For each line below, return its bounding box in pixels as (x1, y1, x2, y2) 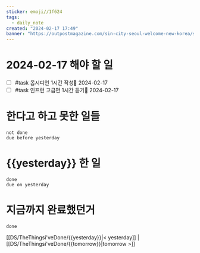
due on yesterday (6, 182, 49, 188)
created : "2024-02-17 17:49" (6, 25, 79, 32)
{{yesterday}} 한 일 (6, 157, 101, 170)
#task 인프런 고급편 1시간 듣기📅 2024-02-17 (14, 87, 119, 94)
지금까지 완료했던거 (6, 204, 95, 217)
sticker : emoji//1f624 (6, 8, 62, 15)
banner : (6, 31, 26, 37)
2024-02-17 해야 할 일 (6, 58, 113, 72)
